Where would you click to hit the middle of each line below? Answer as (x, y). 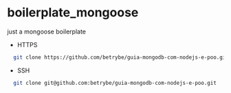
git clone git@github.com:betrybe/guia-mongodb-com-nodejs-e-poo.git (115, 83)
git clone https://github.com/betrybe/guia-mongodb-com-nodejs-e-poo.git (121, 57)
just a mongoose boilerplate (46, 31)
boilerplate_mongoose (73, 13)
